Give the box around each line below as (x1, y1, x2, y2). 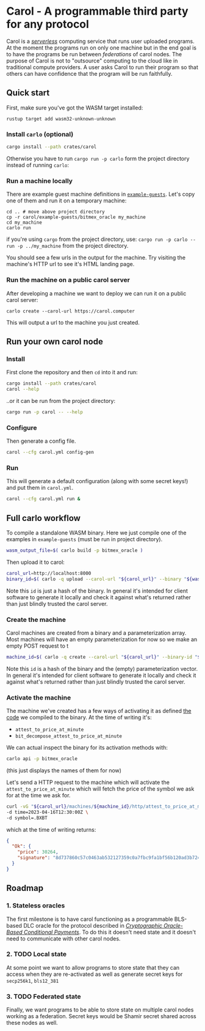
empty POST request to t (6, 642, 69, 649)
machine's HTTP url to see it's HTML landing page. (6, 261, 135, 268)
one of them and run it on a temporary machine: (6, 197, 127, 204)
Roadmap (6, 883, 44, 893)
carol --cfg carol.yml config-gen (6, 449, 95, 456)
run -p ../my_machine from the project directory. (6, 242, 129, 249)
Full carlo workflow (6, 512, 81, 523)
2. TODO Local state (6, 950, 67, 958)
